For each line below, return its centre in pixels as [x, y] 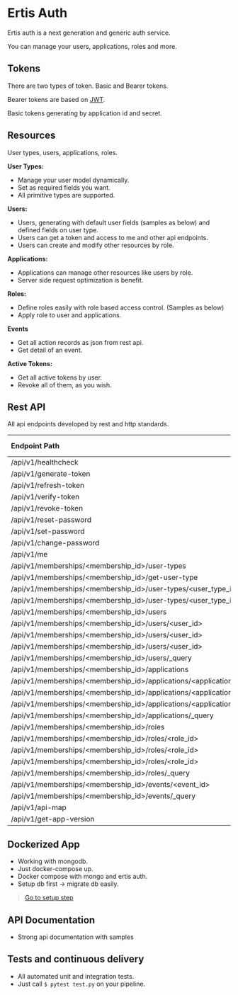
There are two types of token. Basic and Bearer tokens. [88, 86]
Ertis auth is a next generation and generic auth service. [89, 33]
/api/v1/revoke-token [47, 508]
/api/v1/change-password [55, 543]
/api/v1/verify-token [45, 497]
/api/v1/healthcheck [45, 462]
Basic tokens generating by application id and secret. [85, 113]
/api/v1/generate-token [51, 474]
